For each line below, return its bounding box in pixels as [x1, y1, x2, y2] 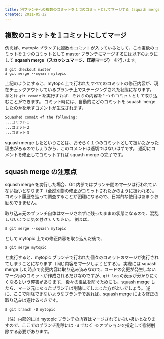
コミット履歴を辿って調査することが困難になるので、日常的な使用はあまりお [5, 194, 159, 200]
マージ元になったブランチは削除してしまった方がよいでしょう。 [18, 285, 145, 291]
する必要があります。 [9, 329, 52, 335]
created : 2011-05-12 [5, 12, 47, 17]
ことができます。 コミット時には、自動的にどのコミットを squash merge [9, 99, 156, 105]
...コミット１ [5, 120, 30, 125]
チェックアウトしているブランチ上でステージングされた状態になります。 [9, 87, 154, 93]
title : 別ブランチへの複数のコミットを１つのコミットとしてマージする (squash [5, 7, 147, 12]
